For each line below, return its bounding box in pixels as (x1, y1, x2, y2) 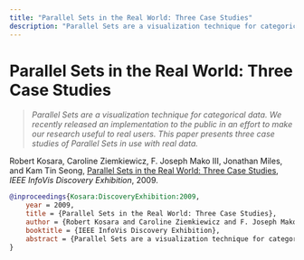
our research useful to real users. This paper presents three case (31, 128, 276, 140)
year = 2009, (25, 200, 75, 210)
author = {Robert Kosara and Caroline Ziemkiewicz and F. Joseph (25, 218, 278, 227)
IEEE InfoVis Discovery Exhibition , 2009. (9, 175, 158, 186)
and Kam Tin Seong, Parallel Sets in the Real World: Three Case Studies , (9, 165, 279, 176)
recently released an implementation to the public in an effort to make (31, 119, 293, 130)
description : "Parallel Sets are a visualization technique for (9, 22, 257, 31)
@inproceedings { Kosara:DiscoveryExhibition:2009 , (9, 192, 201, 201)
